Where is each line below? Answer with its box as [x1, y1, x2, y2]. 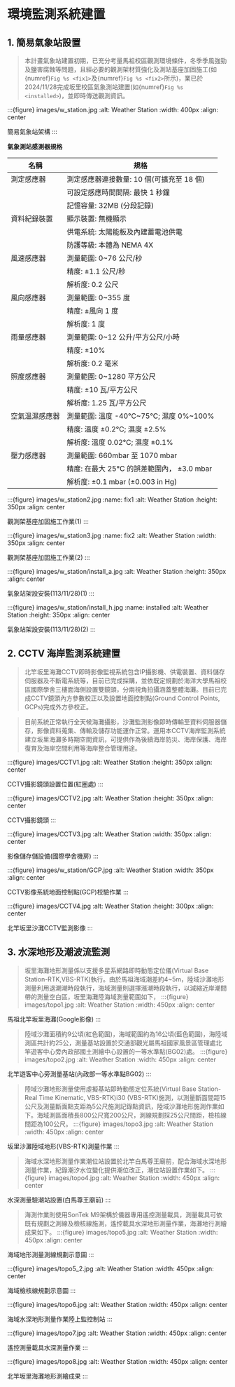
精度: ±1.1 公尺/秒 [66, 267, 126, 276]
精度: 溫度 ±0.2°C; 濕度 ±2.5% [66, 424, 166, 434]
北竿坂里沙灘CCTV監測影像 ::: [7, 923, 93, 932]
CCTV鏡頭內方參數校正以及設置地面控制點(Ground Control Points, [30, 694, 220, 702]
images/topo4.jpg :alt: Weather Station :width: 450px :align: [48, 1173, 220, 1182]
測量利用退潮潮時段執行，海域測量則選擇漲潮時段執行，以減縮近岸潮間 [24, 984, 227, 992]
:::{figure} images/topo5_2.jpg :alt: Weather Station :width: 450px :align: [7, 1264, 215, 1273]
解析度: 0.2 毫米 [66, 359, 119, 368]
